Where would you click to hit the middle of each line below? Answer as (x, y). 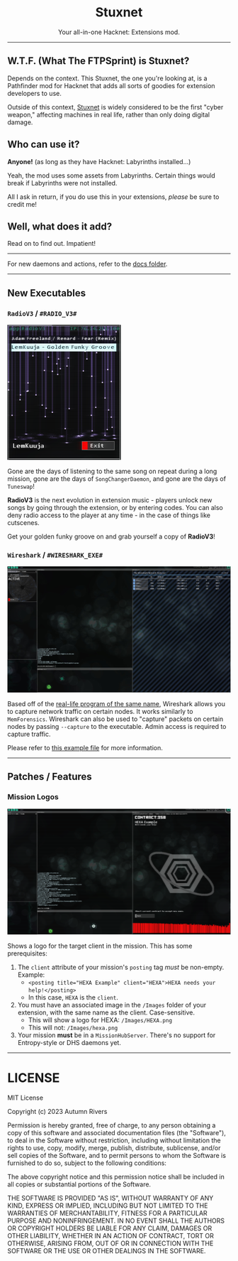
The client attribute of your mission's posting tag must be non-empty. (121, 968)
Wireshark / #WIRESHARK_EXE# (55, 555)
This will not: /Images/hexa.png (73, 1028)
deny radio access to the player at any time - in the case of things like (109, 515)
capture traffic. (29, 734)
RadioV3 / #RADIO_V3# (42, 313)
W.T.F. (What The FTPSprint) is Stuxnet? (98, 61)
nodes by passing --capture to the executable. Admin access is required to (117, 726)
